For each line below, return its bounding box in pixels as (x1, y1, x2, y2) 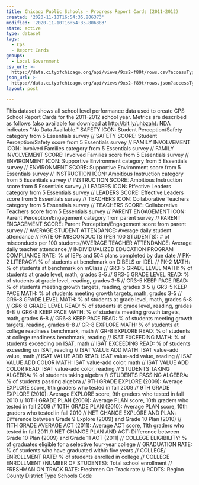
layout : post (6, 86, 38, 92)
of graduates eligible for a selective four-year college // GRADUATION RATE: (6, 441, 192, 448)
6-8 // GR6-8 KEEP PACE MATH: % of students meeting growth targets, (6, 309, 181, 316)
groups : (6, 53, 25, 59)
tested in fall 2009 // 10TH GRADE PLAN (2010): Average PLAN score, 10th (6, 403, 188, 410)
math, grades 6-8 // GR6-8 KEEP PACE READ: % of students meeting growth (6, 314, 193, 322)
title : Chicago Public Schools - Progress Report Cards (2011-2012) (6, 8, 179, 15)
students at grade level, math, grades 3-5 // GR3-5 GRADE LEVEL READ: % (6, 271, 190, 278)
